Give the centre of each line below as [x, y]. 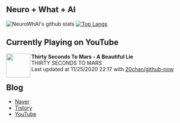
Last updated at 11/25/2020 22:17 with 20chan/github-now [103, 69]
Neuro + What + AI [41, 10]
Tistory [23, 108]
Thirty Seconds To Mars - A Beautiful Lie [82, 56]
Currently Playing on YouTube [62, 43]
